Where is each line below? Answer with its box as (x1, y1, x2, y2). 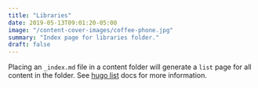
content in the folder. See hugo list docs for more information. (8, 71, 208, 80)
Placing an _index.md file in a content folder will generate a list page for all (8, 62, 252, 71)
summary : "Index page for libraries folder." (8, 33, 159, 42)
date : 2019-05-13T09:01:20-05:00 (8, 19, 118, 27)
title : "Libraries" (8, 11, 72, 20)
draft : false (8, 41, 51, 49)
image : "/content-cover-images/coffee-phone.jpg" (8, 26, 174, 34)
